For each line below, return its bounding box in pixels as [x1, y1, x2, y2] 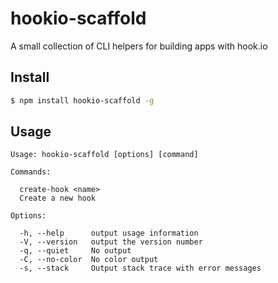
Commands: [10, 167, 52, 177]
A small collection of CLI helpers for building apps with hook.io [10, 40, 268, 52]
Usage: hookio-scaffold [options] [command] [10, 150, 199, 160]
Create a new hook [19, 193, 97, 204]
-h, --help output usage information [19, 228, 199, 239]
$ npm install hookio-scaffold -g [10, 95, 155, 106]
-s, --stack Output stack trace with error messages [19, 263, 262, 274]
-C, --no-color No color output [19, 255, 159, 265]
